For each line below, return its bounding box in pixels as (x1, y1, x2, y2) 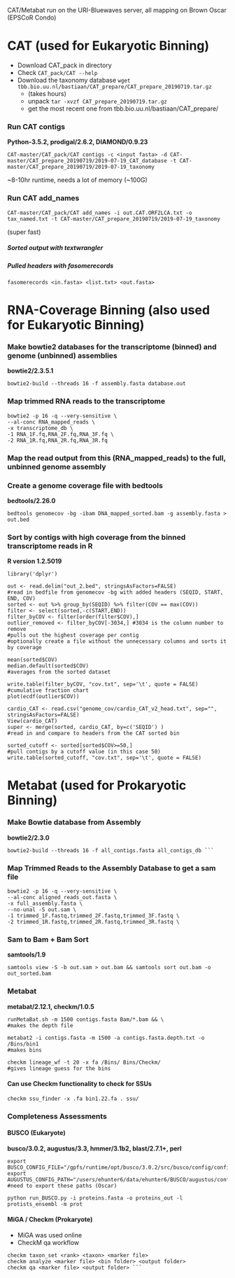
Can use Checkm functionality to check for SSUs (7, 1080, 152, 1088)
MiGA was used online (17, 1231, 83, 1239)
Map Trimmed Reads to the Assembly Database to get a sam (7, 863, 216, 873)
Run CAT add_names (7, 193, 80, 203)
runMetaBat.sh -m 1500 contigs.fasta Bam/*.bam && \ (7, 1015, 164, 1023)
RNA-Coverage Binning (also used (7, 303, 211, 318)
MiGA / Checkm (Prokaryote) (7, 1215, 93, 1224)
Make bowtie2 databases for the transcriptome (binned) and (7, 342, 217, 352)
